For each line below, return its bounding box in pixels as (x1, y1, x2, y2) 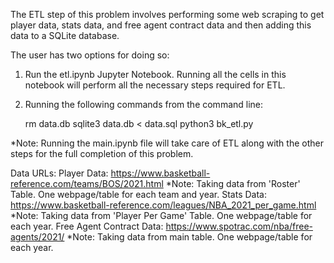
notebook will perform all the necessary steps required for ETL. (24, 79, 286, 91)
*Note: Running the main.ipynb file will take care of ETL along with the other (10, 137, 324, 149)
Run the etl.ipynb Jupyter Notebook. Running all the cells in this (24, 69, 287, 80)
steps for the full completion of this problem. (10, 148, 194, 159)
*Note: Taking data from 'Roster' (165, 178, 301, 189)
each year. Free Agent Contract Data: (10, 220, 164, 232)
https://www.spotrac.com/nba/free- (165, 220, 313, 232)
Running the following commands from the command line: (24, 99, 264, 110)
